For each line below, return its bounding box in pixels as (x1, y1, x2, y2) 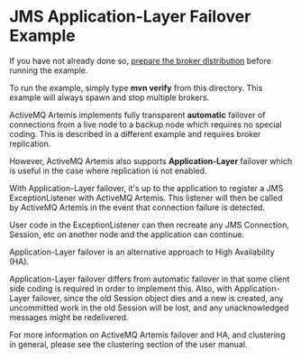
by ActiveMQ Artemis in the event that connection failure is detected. (9, 201, 266, 213)
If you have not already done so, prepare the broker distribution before (9, 55, 272, 66)
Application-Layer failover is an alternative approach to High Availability (9, 246, 275, 257)
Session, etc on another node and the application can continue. (9, 228, 245, 240)
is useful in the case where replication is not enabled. (9, 165, 207, 176)
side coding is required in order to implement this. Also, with (9, 282, 233, 294)
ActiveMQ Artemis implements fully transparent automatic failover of (9, 109, 266, 120)
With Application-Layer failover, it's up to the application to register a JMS (9, 182, 284, 193)
